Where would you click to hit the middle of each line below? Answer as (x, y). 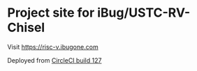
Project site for (51, 13)
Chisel (26, 27)
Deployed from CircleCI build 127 (54, 60)
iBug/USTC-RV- (144, 13)
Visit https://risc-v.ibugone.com (53, 47)
